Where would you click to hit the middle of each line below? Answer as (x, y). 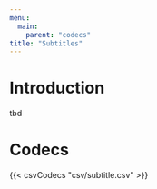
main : (28, 26)
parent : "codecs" (59, 35)
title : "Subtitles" (46, 43)
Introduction (57, 88)
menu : (20, 18)
